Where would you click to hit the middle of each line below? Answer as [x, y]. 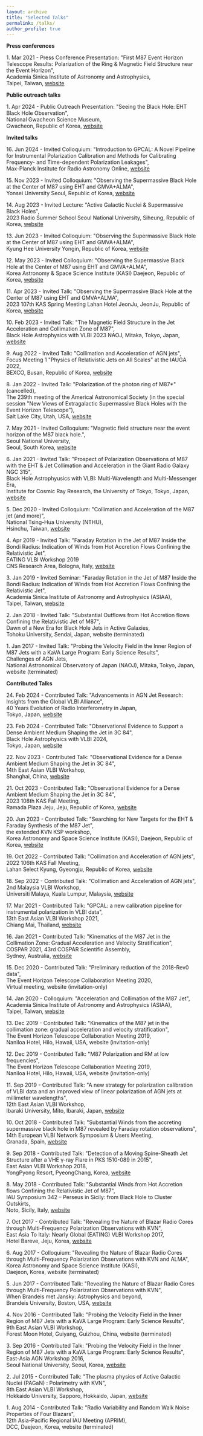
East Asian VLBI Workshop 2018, [47, 1166]
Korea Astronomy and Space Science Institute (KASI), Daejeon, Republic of [99, 838]
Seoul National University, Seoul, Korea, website [66, 1365]
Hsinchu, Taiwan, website [38, 529]
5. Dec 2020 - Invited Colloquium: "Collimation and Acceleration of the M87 [100, 509]
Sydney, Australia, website [39, 956]
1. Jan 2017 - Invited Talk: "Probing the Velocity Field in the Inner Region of [99, 646]
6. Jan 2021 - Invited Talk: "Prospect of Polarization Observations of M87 [97, 459]
